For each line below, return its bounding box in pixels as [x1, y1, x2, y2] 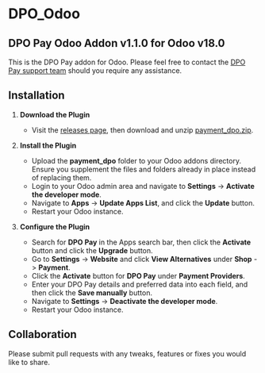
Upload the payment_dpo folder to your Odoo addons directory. [31, 156, 242, 165]
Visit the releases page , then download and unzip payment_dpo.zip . [31, 125, 254, 135]
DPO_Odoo [8, 5, 81, 23]
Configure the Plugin [19, 221, 90, 231]
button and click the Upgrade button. [31, 245, 153, 255]
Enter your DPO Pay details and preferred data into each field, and [31, 279, 248, 289]
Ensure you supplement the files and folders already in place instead [31, 164, 256, 174]
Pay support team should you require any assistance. [8, 66, 182, 75]
